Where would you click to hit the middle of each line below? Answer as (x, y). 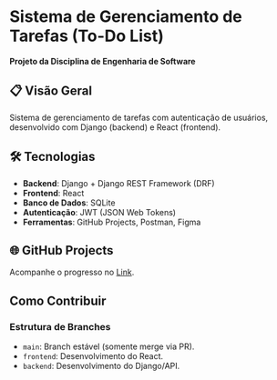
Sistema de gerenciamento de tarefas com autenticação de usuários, (139, 117)
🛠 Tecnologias (52, 157)
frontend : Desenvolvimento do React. (93, 356)
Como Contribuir (58, 300)
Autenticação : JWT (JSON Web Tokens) (99, 212)
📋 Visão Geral (51, 91)
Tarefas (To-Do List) (87, 36)
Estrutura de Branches (60, 326)
